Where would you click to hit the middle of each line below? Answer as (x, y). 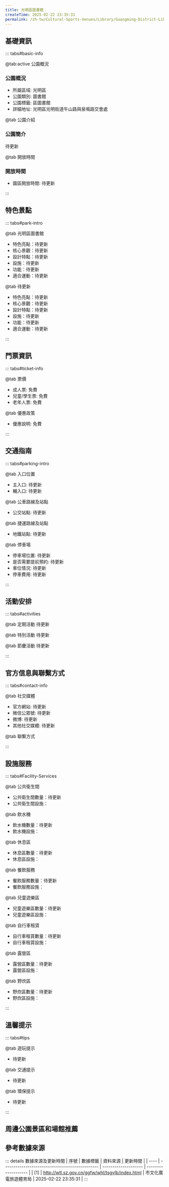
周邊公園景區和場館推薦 (41, 1129)
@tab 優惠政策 (20, 413)
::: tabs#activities (23, 614)
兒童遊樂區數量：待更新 (37, 908)
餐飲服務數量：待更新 (34, 880)
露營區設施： (26, 970)
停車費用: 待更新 (29, 574)
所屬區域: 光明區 (29, 90)
